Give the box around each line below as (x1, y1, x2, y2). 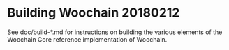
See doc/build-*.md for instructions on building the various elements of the (7, 28, 223, 36)
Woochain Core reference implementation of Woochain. (7, 35, 168, 43)
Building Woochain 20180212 (7, 5, 180, 21)
